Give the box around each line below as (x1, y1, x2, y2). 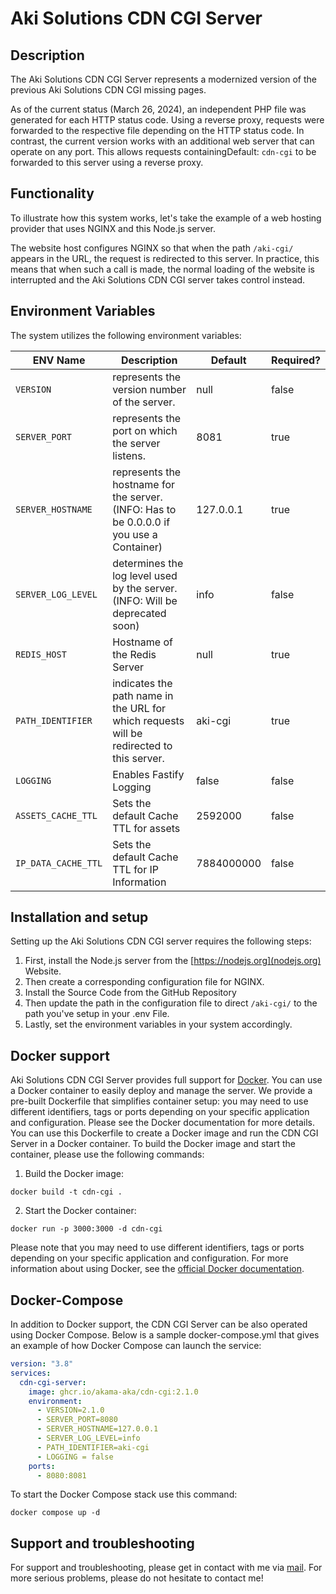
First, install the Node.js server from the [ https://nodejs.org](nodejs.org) (24, 955, 322, 967)
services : (10, 1368, 52, 1378)
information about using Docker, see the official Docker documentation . (10, 1263, 305, 1275)
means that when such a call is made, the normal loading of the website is (10, 263, 315, 275)
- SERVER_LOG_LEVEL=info (36, 1433, 141, 1444)
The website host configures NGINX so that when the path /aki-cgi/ (10, 242, 294, 254)
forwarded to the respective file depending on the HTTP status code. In (10, 125, 305, 136)
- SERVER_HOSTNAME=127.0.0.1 (36, 1424, 159, 1434)
